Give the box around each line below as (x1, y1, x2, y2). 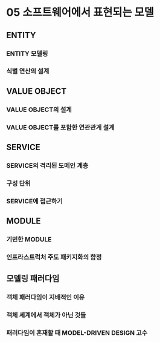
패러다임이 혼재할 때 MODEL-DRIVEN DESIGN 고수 (6, 329, 148, 337)
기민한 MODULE (6, 235, 52, 244)
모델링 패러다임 (6, 274, 60, 284)
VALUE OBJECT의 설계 (6, 105, 72, 114)
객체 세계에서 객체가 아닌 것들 (6, 311, 86, 320)
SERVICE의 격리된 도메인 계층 (6, 161, 89, 169)
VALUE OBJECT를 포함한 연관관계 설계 (6, 123, 115, 131)
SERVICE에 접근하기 (6, 197, 63, 205)
